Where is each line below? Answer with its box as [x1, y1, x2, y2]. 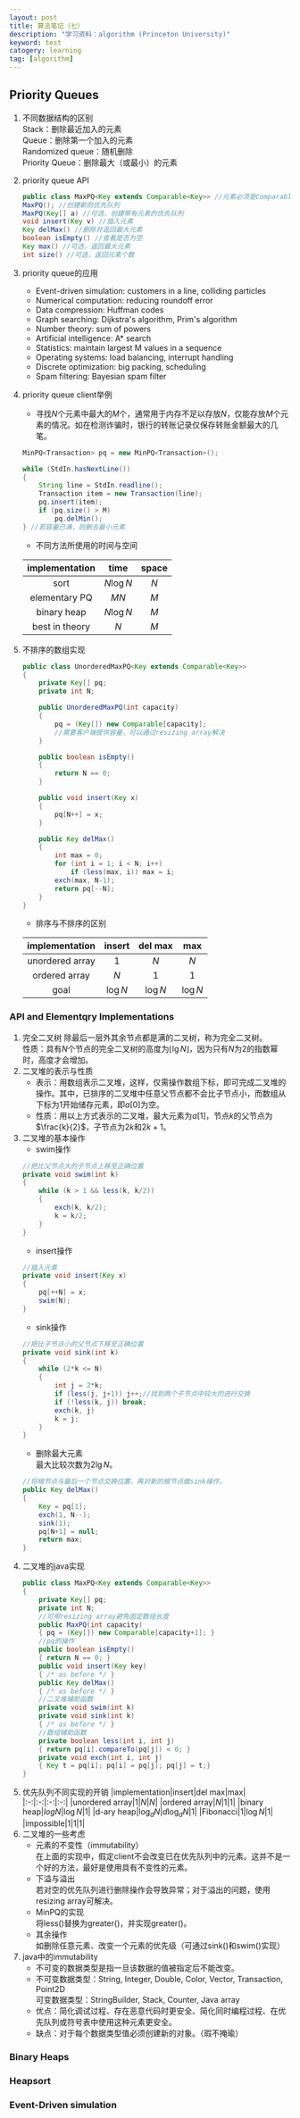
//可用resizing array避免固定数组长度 [38, 1612, 170, 1621]
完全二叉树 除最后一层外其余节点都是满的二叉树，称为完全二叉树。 [21, 1032, 268, 1043]
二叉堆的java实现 [21, 1561, 85, 1572]
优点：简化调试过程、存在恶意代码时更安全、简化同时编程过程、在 [35, 2005, 279, 2016]
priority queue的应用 [21, 267, 98, 278]
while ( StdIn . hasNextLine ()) [21, 464, 131, 473]
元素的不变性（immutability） [35, 1840, 144, 1851]
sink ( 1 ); [38, 1519, 71, 1528]
